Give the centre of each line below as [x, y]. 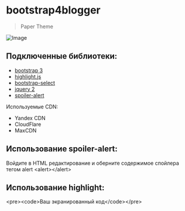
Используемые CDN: [32, 107]
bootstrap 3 [28, 70]
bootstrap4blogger [53, 10]
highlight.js [28, 76]
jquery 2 [25, 89]
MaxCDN [25, 130]
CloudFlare [28, 124]
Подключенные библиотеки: [62, 56]
